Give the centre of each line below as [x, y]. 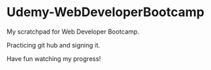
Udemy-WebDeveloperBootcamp [105, 12]
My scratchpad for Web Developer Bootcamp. [73, 31]
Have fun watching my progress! [54, 58]
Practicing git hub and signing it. [53, 45]
